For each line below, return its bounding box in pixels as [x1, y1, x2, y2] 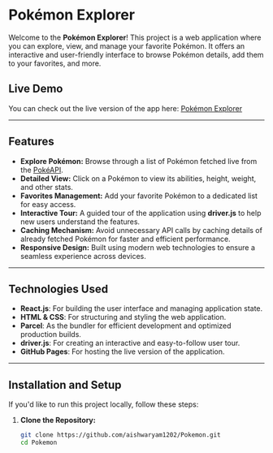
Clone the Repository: [19, 416, 96, 425]
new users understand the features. [19, 217, 141, 226]
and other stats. [19, 182, 73, 192]
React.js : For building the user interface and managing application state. [19, 304, 263, 313]
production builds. [19, 330, 81, 339]
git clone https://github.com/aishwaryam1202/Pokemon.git [19, 431, 221, 439]
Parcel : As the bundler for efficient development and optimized [19, 321, 232, 330]
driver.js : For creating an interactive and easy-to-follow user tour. [19, 339, 240, 348]
